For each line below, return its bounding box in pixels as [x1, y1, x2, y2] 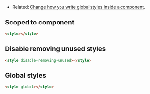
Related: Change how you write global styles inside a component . [12, 4, 145, 10]
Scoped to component [5, 18, 75, 26]
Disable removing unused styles [5, 45, 106, 53]
